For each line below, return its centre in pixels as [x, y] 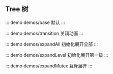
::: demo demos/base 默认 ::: [35, 22]
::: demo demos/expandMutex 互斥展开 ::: [49, 66]
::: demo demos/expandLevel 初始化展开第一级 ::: [57, 55]
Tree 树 [17, 9]
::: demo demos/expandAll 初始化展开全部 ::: [52, 44]
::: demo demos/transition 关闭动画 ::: [44, 33]
